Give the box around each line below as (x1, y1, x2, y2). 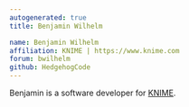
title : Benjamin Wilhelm (9, 22, 103, 31)
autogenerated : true (9, 13, 88, 22)
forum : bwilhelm (9, 55, 71, 64)
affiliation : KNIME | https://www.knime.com (9, 46, 180, 55)
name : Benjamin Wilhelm (9, 38, 99, 47)
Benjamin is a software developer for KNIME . (9, 87, 176, 98)
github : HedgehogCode (9, 63, 91, 72)
